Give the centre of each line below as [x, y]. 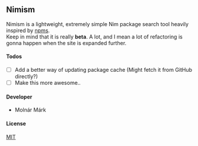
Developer [19, 97]
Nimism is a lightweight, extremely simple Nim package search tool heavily [97, 24]
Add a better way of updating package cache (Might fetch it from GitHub [103, 70]
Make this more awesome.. [48, 83]
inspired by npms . [28, 30]
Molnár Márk [30, 110]
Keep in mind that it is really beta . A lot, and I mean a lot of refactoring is [94, 36]
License [16, 123]
